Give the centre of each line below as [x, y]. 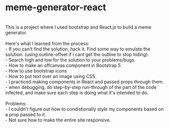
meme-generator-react [56, 7]
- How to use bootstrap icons [36, 70]
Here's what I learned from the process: [47, 43]
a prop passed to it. [26, 114]
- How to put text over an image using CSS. [51, 76]
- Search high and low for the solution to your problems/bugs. [70, 60]
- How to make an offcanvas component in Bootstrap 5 [63, 65]
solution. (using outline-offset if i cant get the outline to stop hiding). [77, 54]
